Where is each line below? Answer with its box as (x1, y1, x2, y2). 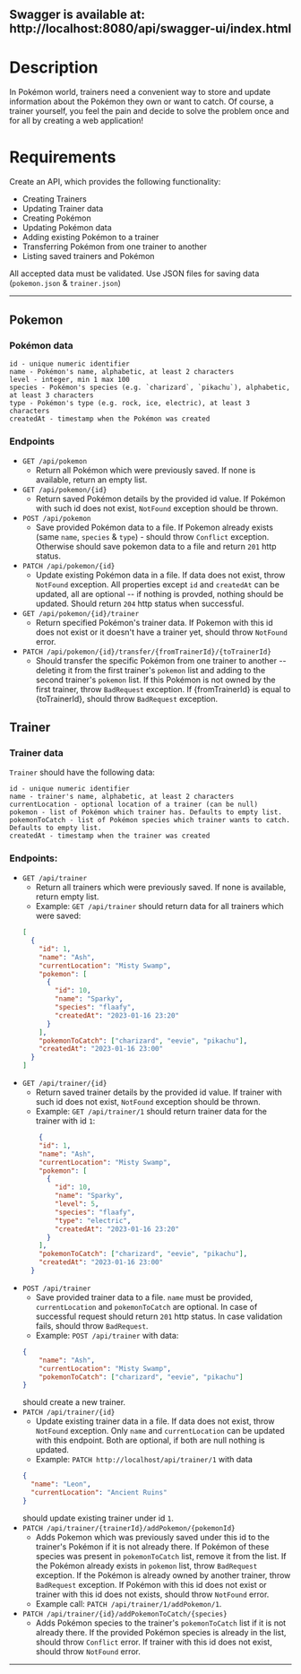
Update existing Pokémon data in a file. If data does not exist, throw (35, 569, 286, 581)
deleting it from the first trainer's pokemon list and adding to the (35, 665, 266, 676)
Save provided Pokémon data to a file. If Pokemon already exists (35, 522, 273, 533)
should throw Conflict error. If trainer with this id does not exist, (35, 1636, 273, 1647)
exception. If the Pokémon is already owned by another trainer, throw (35, 1569, 291, 1581)
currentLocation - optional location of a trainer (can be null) (9, 800, 258, 809)
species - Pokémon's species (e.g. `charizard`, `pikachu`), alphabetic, (9, 383, 291, 392)
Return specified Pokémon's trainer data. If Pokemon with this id (35, 618, 273, 629)
